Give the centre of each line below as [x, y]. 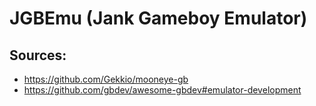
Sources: [38, 55]
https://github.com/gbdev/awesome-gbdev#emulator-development [162, 90]
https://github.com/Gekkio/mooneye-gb [106, 79]
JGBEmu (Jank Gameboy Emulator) [158, 18]
